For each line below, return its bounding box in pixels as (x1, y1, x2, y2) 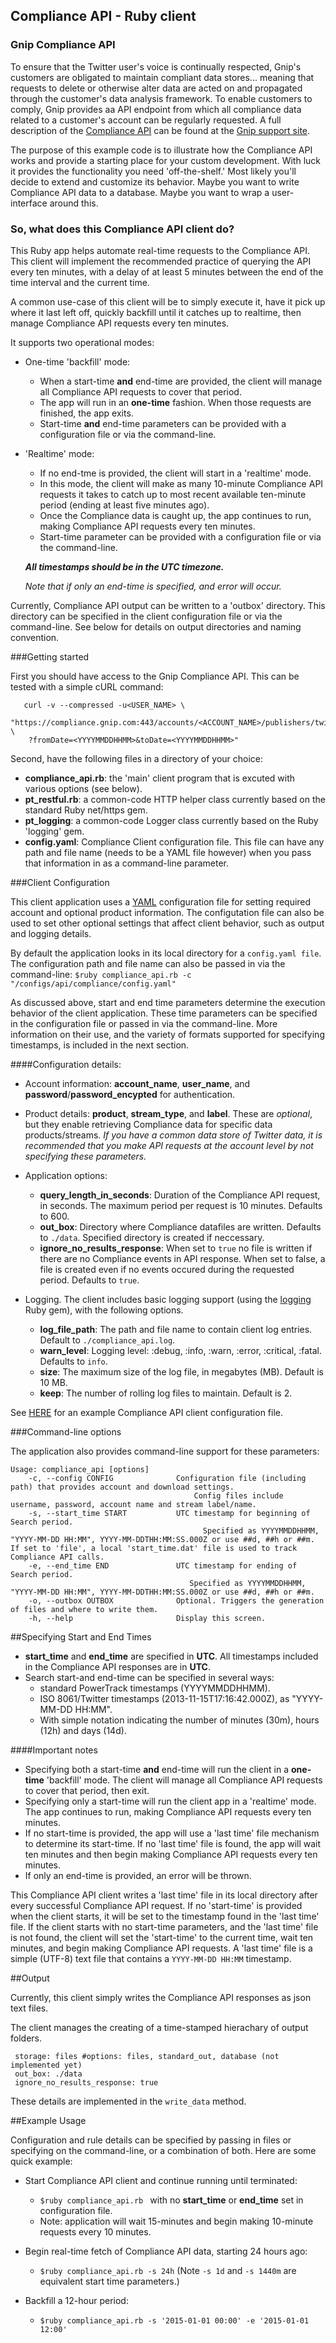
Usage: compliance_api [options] (10, 1464, 150, 1474)
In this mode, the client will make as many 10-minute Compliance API (39, 477, 324, 489)
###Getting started (10, 650, 90, 663)
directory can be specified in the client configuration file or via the (10, 610, 283, 622)
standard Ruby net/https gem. (24, 804, 148, 816)
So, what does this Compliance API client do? (10, 222, 235, 236)
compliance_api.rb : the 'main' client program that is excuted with (24, 772, 296, 784)
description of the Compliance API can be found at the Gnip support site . (10, 124, 311, 136)
